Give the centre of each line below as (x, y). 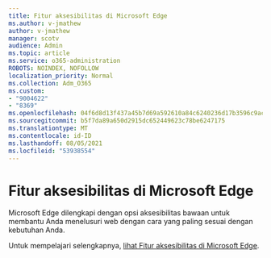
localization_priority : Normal (61, 76)
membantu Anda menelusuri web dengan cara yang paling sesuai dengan (131, 222)
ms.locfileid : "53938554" (52, 151)
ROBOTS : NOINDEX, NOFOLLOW (54, 69)
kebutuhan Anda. (37, 230)
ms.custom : (27, 91)
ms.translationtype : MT (48, 128)
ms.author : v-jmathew (45, 23)
